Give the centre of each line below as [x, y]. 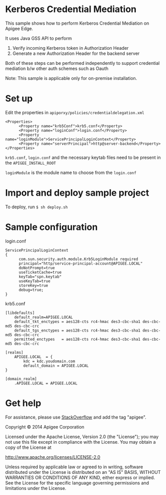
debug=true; [31, 290]
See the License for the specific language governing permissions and [77, 483]
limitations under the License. [36, 488]
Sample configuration [52, 227]
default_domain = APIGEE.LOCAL [56, 366]
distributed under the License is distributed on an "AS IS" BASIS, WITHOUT [83, 472]
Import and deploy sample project [77, 193]
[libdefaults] [20, 313]
